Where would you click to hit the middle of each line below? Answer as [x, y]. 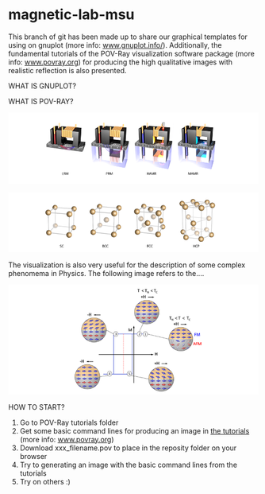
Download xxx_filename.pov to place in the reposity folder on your [128, 448]
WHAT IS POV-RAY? [41, 101]
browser [33, 456]
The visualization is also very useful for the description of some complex [127, 265]
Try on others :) [45, 481]
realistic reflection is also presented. [67, 70]
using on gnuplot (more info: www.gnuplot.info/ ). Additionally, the [115, 45]
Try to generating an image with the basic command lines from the [129, 465]
